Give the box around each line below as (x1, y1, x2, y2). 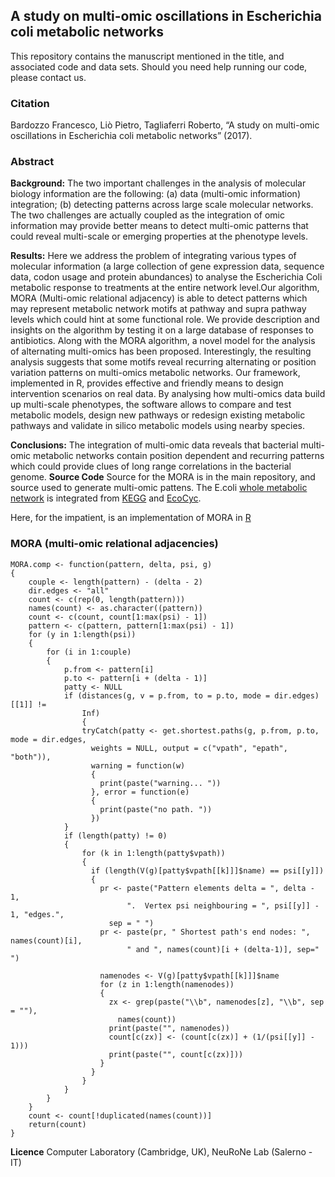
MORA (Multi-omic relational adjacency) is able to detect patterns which (10, 292, 308, 304)
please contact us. (10, 71, 87, 83)
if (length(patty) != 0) (63, 830, 168, 841)
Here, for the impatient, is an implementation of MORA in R (10, 512, 252, 524)
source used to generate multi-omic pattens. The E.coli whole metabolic (10, 482, 308, 494)
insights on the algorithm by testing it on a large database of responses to (10, 324, 314, 336)
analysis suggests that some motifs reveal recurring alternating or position (10, 356, 317, 368)
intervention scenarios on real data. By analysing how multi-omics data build (10, 388, 326, 400)
